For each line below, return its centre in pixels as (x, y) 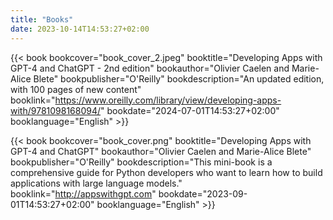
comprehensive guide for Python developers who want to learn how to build (166, 172)
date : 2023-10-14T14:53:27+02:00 (80, 29)
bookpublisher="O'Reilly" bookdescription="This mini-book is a (141, 162)
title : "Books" (42, 19)
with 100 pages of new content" (76, 89)
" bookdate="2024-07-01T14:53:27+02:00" (190, 110)
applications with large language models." (96, 183)
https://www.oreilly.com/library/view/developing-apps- (168, 100)
